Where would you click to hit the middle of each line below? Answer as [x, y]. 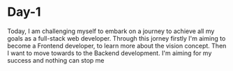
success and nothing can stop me [56, 60]
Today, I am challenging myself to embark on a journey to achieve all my [111, 31]
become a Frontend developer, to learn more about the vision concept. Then [117, 45]
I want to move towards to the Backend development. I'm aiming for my [110, 53]
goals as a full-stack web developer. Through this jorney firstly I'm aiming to [116, 38]
